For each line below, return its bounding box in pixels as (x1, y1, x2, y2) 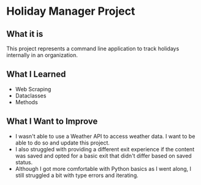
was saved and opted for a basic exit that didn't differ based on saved (15, 152, 192, 159)
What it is (6, 29, 44, 39)
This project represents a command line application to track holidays (6, 45, 180, 52)
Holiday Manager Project (6, 4, 135, 18)
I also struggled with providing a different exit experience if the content (15, 145, 195, 153)
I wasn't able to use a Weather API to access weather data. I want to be (15, 132, 195, 140)
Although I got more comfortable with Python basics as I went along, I (15, 165, 192, 172)
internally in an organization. (6, 51, 78, 59)
